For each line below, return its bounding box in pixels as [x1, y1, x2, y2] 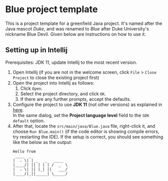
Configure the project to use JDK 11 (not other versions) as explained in [12, 101, 162, 107]
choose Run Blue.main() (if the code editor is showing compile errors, [12, 128, 159, 134]
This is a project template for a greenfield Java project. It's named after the [5, 20, 162, 26]
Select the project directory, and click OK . [20, 90, 106, 97]
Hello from [12, 149, 36, 154]
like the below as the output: [12, 139, 72, 145]
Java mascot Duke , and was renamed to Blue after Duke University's [5, 25, 149, 31]
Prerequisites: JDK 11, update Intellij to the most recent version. [5, 59, 137, 65]
